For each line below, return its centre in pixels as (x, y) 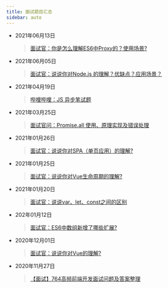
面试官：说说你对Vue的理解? (66, 253)
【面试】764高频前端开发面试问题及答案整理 (85, 278)
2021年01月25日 (35, 163)
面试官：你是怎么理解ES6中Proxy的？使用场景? (89, 48)
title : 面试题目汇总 (29, 12)
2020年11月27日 (35, 266)
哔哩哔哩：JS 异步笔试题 (61, 99)
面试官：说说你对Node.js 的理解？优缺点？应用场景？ (96, 74)
